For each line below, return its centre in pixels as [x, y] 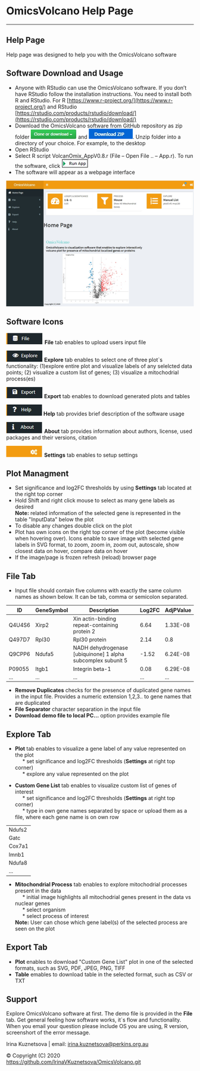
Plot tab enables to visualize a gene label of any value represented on [100, 749]
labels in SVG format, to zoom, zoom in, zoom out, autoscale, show [97, 545]
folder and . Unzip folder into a [98, 137]
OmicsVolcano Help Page [70, 11]
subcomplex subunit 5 [100, 661]
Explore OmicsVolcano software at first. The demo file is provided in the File [99, 1014]
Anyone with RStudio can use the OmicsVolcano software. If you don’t [101, 88]
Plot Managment [37, 474]
